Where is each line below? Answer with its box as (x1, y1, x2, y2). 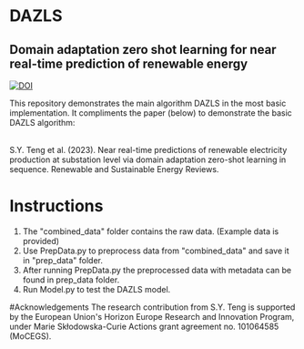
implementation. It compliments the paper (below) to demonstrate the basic (9, 108, 293, 118)
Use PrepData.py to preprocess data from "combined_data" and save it (22, 245, 289, 256)
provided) (22, 235, 60, 246)
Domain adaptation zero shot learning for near (9, 42, 277, 57)
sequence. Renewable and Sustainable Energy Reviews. (9, 164, 219, 174)
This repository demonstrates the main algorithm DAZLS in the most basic (9, 98, 287, 108)
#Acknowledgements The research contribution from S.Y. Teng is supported (9, 302, 296, 313)
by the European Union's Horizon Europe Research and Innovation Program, (9, 311, 295, 322)
